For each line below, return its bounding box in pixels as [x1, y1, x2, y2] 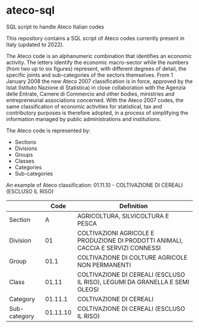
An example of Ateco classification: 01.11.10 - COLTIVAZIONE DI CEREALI [6, 181, 183, 189]
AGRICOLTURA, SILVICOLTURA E [77, 212, 169, 220]
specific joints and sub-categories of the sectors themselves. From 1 [6, 71, 174, 78]
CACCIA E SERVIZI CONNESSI [77, 244, 161, 252]
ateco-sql [6, 4, 55, 17]
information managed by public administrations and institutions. [6, 115, 162, 122]
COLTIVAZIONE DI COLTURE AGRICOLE [77, 253, 188, 262]
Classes [14, 157, 34, 164]
